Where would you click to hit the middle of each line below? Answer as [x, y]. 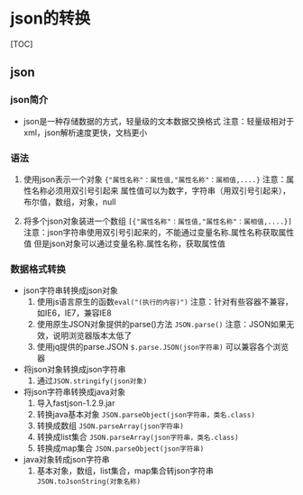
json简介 [29, 100]
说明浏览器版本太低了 [92, 335]
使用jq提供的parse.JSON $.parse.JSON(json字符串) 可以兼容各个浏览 [163, 347]
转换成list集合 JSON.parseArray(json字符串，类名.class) [138, 437]
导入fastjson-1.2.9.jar [76, 403]
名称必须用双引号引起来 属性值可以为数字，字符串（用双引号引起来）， [161, 190]
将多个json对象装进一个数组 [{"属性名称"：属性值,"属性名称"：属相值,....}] [157, 221]
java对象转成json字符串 [66, 460]
